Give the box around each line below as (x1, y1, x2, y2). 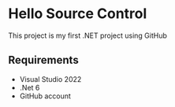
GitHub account (19, 91, 71, 101)
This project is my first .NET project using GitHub (8, 31, 168, 40)
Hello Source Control (8, 5, 147, 23)
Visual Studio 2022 (19, 74, 82, 83)
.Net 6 (19, 83, 40, 92)
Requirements (8, 53, 79, 67)
